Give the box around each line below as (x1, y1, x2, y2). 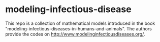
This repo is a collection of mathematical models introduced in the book (5, 20, 155, 26)
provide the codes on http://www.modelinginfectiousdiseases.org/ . (5, 31, 145, 37)
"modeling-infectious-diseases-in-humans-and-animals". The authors (5, 25, 152, 31)
